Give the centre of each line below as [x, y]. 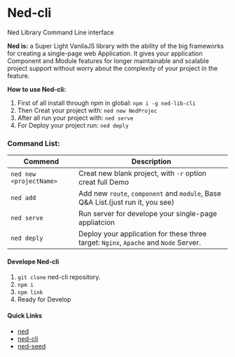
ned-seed [31, 346]
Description [151, 161]
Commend [41, 161]
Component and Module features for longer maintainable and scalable [108, 60]
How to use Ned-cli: [37, 89]
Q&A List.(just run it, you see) [127, 203]
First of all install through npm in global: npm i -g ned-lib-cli [106, 102]
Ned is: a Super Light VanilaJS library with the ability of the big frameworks [115, 46]
